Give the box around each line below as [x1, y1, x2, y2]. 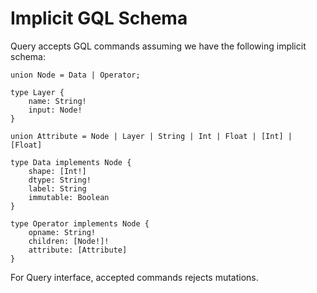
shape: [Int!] [28, 166, 87, 176]
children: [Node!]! [28, 236, 110, 246]
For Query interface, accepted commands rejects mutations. [10, 271, 259, 283]
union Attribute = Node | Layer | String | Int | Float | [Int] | [10, 131, 293, 141]
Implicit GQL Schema [10, 7, 188, 30]
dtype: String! [28, 175, 92, 185]
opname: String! [28, 227, 97, 237]
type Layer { [10, 87, 65, 97]
